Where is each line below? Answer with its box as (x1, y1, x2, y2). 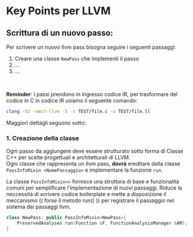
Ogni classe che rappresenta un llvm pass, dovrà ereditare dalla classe (6, 160, 180, 168)
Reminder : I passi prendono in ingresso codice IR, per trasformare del (6, 91, 178, 97)
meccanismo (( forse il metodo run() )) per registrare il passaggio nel (6, 197, 175, 204)
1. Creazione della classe (6, 134, 79, 142)
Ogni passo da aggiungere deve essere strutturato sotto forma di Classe (6, 147, 183, 155)
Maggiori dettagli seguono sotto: (6, 119, 86, 126)
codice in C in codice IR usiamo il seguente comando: (6, 97, 138, 104)
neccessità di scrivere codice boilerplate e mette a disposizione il (6, 191, 167, 198)
